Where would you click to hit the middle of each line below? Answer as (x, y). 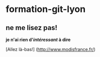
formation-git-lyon (46, 9)
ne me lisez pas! (31, 28)
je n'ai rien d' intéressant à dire (38, 39)
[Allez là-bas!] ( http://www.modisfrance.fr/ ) (51, 49)
